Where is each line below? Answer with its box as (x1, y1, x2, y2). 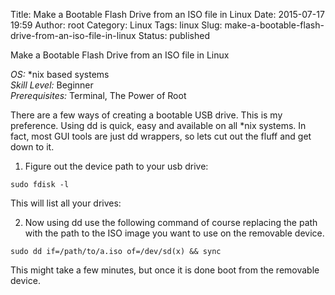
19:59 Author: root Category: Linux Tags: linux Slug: (10, 19, 223, 31)
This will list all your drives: (10, 197, 122, 209)
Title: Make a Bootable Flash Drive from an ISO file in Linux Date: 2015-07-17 (10, 9, 325, 20)
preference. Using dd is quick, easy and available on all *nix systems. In (10, 120, 307, 131)
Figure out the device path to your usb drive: (24, 160, 209, 172)
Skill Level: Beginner (10, 79, 94, 91)
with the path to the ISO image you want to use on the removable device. (24, 227, 325, 239)
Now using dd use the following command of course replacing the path (24, 217, 318, 228)
